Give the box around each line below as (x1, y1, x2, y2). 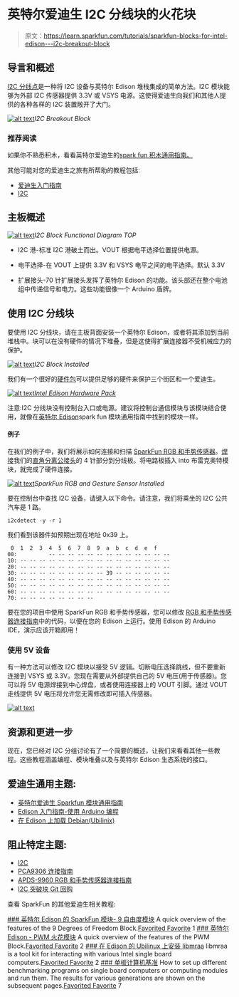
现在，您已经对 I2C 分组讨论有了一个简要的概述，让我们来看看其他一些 (7, 746, 215, 755)
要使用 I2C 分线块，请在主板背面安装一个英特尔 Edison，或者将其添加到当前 (7, 328, 230, 336)
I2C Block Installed (34, 360, 90, 368)
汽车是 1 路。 (7, 503, 45, 511)
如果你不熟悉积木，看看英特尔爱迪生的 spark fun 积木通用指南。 (7, 151, 193, 160)
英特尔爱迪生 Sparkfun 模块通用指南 (17, 798, 124, 807)
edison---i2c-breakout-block (24, 39, 110, 48)
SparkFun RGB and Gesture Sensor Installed (34, 479, 165, 488)
